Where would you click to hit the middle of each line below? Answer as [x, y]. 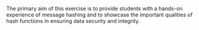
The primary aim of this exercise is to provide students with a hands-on [95, 9]
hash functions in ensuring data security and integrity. [73, 21]
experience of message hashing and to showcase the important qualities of [99, 15]
